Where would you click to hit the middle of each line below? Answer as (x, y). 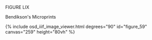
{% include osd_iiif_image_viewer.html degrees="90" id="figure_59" (76, 26)
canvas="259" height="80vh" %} (40, 32)
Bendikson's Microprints (31, 17)
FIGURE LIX (17, 7)
